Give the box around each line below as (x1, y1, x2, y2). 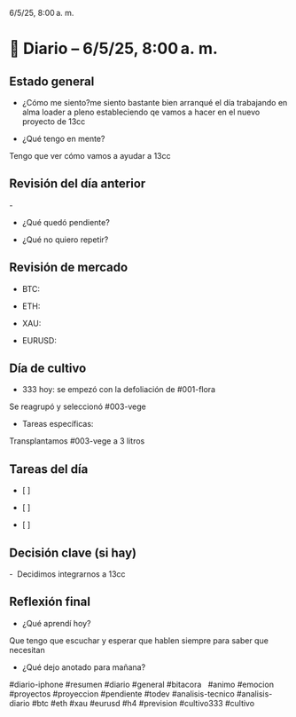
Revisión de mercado (9, 260, 129, 275)
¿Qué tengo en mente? (21, 133, 105, 144)
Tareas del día (9, 461, 89, 477)
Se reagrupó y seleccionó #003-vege (9, 401, 146, 412)
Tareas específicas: (21, 419, 94, 429)
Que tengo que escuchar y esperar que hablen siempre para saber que (9, 634, 269, 646)
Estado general (9, 74, 95, 89)
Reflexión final (9, 595, 91, 610)
